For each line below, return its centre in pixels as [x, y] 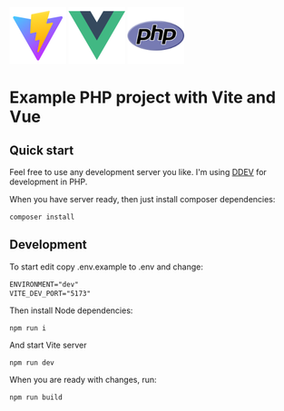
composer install [42, 217]
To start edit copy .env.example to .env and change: [107, 267]
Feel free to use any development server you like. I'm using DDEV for [138, 172]
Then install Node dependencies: [71, 310]
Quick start [42, 150]
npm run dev [32, 362]
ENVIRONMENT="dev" [44, 284]
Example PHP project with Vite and [143, 98]
